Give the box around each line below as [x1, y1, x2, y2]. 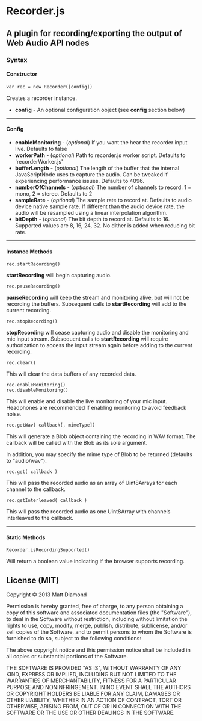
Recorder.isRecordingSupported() [6, 547, 90, 553]
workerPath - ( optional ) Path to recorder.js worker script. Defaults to [14, 152, 186, 159]
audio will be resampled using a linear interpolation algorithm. [14, 209, 168, 216]
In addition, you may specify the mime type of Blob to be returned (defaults [6, 451, 192, 458]
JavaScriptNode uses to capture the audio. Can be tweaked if [14, 170, 168, 178]
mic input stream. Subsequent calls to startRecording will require [6, 335, 168, 342]
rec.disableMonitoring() [6, 387, 69, 394]
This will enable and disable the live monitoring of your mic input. [6, 398, 167, 405]
